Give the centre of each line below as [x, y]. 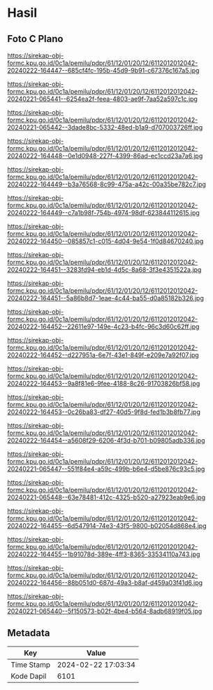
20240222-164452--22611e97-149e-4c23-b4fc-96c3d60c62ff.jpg [103, 326]
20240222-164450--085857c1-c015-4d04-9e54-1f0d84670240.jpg [105, 241]
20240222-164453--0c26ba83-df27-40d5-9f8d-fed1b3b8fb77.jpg [104, 412]
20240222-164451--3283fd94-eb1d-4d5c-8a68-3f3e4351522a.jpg [104, 270]
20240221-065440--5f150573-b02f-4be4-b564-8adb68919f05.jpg [105, 611]
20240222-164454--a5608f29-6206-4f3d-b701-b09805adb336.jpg [106, 440]
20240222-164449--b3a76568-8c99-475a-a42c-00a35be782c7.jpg [106, 184]
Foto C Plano [35, 39]
